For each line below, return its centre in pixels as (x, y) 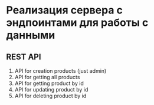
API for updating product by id (51, 89)
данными (31, 35)
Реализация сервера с (64, 10)
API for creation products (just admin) (60, 71)
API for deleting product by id (50, 96)
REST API (24, 57)
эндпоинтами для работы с (77, 23)
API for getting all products (47, 77)
